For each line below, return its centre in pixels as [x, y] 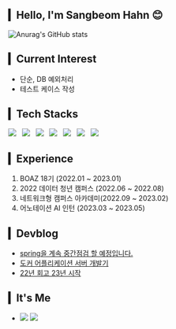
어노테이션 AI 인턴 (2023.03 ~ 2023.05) [82, 208]
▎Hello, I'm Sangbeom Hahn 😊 [86, 15]
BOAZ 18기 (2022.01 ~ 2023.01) [71, 179]
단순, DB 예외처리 [47, 79]
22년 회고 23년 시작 [50, 273]
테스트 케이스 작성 [47, 89]
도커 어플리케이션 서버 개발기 [64, 263]
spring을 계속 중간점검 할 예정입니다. [76, 253]
